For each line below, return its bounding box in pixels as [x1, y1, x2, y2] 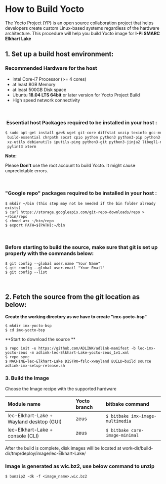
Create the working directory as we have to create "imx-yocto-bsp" [5, 313, 147, 320]
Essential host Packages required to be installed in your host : [6, 119, 157, 126]
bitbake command [106, 401, 150, 408]
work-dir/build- [122, 445, 153, 451]
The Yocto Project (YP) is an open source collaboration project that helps [5, 20, 154, 26]
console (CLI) [7, 433, 40, 439]
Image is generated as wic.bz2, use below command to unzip [5, 463, 155, 470]
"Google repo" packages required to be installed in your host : [5, 190, 157, 196]
